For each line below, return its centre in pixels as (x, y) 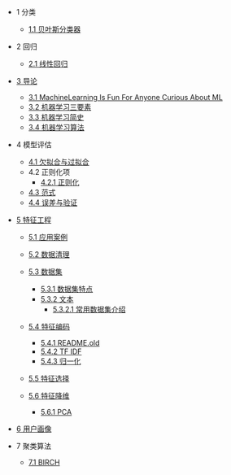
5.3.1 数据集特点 (67, 289)
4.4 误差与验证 (53, 203)
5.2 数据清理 (49, 254)
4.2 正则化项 (49, 172)
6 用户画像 (34, 429)
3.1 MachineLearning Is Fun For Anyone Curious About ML (126, 97)
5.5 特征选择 (49, 378)
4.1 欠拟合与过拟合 (59, 162)
